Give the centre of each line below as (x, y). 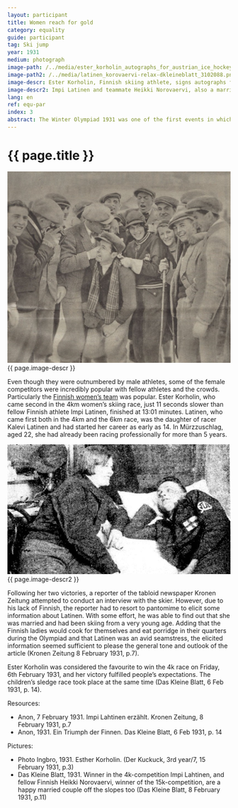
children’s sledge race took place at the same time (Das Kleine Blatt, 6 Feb (115, 682)
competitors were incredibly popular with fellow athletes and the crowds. (114, 389)
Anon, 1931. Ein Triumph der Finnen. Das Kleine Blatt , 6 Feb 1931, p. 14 (120, 732)
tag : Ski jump (28, 45)
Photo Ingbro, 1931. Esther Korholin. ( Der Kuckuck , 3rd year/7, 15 (112, 759)
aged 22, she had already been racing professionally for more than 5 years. (117, 434)
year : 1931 (23, 52)
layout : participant (38, 15)
